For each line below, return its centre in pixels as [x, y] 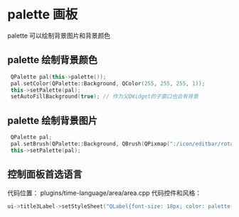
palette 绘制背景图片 [53, 120]
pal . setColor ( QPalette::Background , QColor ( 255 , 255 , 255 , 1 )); [108, 83]
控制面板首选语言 [45, 174]
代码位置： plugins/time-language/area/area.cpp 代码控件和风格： [105, 193]
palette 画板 [43, 15]
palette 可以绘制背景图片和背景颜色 [59, 35]
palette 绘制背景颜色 [53, 60]
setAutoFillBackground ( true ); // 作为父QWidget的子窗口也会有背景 [105, 96]
